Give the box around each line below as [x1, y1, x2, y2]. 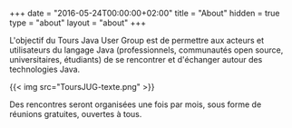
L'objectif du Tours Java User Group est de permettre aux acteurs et [9, 35, 265, 45]
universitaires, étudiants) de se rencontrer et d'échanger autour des [9, 54, 263, 64]
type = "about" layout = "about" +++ [9, 17, 147, 28]
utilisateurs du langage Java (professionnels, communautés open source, [9, 44, 284, 55]
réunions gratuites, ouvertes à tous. [9, 109, 142, 119]
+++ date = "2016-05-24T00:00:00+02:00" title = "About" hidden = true [9, 8, 280, 18]
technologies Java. [9, 64, 81, 74]
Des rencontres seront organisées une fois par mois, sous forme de [9, 99, 262, 110]
